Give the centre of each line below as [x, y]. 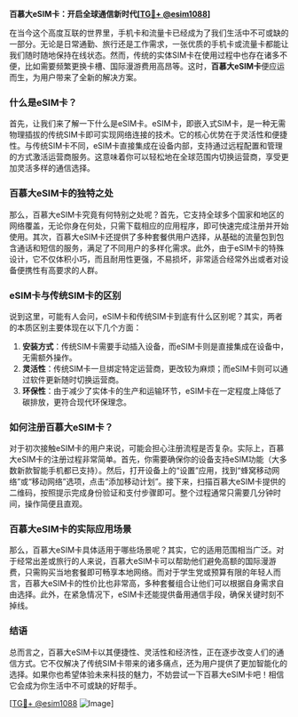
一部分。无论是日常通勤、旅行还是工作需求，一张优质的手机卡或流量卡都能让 [149, 44]
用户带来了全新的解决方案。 [90, 77]
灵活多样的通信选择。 [55, 168]
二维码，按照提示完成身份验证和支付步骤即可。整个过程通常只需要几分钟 [141, 493]
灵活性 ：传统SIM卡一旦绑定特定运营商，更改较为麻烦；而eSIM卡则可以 [151, 368]
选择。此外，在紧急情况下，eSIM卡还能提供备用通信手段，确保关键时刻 [146, 594]
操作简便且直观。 [55, 504]
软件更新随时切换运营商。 [77, 379]
